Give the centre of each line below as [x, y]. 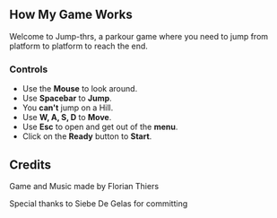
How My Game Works [71, 15]
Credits [30, 165]
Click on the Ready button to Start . [87, 136]
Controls [29, 69]
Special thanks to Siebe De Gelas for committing [99, 203]
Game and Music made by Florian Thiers [84, 186]
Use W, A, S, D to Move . [67, 118]
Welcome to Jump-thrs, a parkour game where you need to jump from [139, 36]
